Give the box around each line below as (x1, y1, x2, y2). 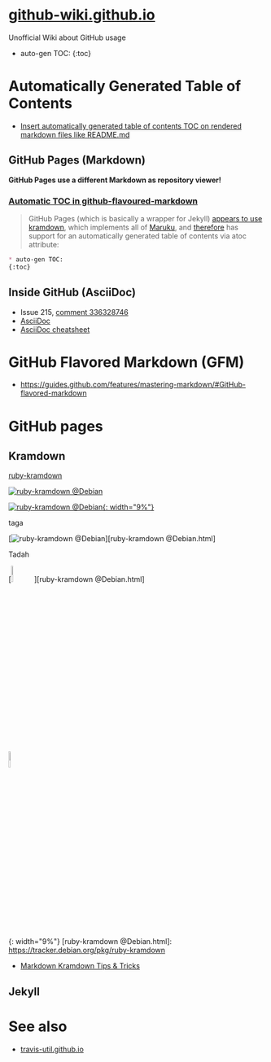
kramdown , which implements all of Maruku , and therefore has (28, 222, 238, 232)
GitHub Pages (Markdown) (8, 153, 146, 168)
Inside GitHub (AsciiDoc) (8, 286, 137, 299)
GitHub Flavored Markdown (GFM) (8, 352, 245, 371)
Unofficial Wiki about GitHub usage (8, 33, 126, 42)
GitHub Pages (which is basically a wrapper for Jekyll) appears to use (28, 213, 263, 223)
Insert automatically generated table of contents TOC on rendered (20, 120, 243, 131)
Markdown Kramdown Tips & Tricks (20, 961, 141, 971)
